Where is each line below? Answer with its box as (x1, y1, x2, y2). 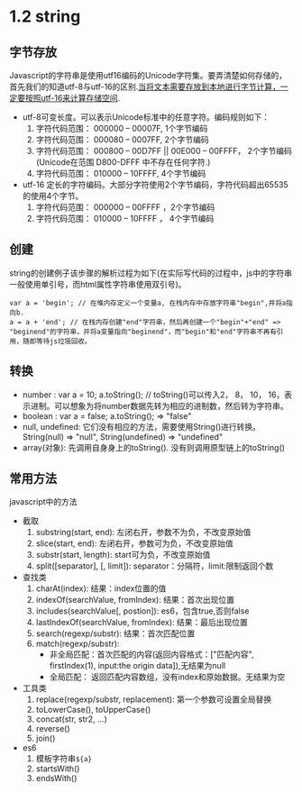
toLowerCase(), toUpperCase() (35, 705, 151, 715)
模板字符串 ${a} (35, 753, 93, 764)
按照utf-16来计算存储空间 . (24, 93, 121, 103)
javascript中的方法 (9, 496, 78, 507)
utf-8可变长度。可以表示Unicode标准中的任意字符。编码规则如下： (22, 112, 270, 123)
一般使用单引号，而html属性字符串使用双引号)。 (9, 278, 187, 289)
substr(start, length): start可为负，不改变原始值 (35, 550, 211, 560)
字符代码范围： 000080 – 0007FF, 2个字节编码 (35, 134, 209, 145)
